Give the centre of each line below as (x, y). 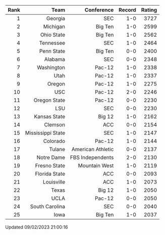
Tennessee (52, 43)
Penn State (52, 51)
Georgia (56, 18)
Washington (51, 67)
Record (127, 10)
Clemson (55, 125)
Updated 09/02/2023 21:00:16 (37, 227)
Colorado (54, 141)
